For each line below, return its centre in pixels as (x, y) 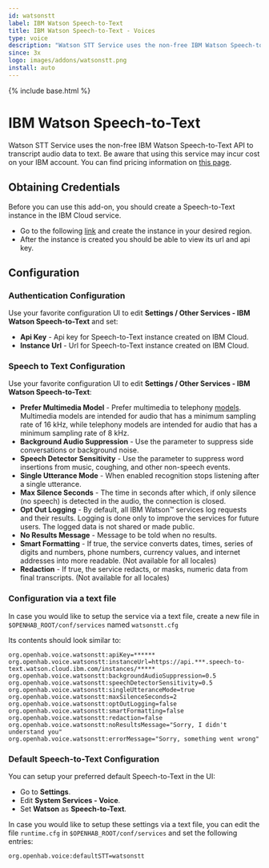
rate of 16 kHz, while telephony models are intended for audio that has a (139, 424)
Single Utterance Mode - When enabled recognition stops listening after (140, 476)
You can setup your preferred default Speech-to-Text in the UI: (112, 777)
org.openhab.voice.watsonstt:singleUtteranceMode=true (102, 689)
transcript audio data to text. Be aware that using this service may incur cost (134, 154)
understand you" (35, 732)
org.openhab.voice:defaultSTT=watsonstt (77, 856)
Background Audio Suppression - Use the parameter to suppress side (137, 442)
